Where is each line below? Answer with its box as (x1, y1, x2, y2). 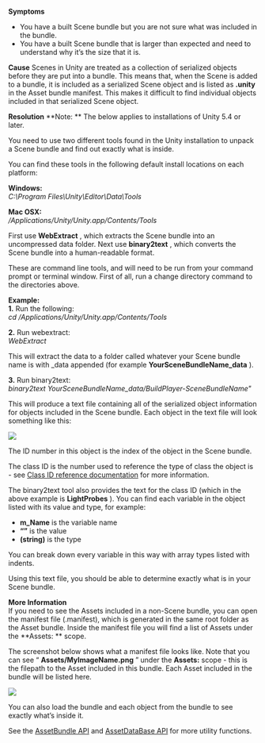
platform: (8, 168, 38, 177)
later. (8, 121, 25, 129)
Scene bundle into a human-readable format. (8, 248, 155, 257)
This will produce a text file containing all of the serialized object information (8, 399, 257, 408)
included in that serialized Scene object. (8, 97, 139, 106)
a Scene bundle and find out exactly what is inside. (8, 144, 174, 153)
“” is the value (19, 526, 67, 535)
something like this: (8, 416, 72, 425)
